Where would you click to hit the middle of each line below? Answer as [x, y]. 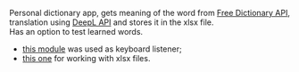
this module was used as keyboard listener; [102, 49]
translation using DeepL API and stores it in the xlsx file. [112, 22]
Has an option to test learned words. [76, 32]
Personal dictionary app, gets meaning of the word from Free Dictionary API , [149, 13]
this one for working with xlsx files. [86, 58]
